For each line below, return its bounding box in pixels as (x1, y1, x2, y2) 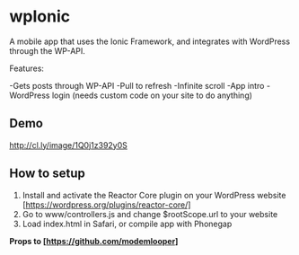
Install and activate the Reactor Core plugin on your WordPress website (22, 189, 286, 200)
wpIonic (9, 6, 70, 27)
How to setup (9, 166, 85, 181)
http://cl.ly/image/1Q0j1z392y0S (9, 139, 128, 150)
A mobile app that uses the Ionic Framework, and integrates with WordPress (9, 36, 290, 47)
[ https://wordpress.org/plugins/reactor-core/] (22, 199, 191, 210)
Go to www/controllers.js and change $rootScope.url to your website (22, 208, 278, 219)
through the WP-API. (9, 45, 85, 56)
